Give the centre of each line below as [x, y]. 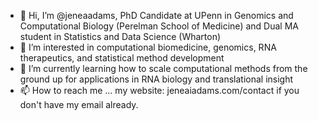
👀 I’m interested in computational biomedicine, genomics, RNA [148, 47]
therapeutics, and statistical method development [122, 58]
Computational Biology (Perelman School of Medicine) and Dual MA [159, 26]
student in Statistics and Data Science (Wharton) [120, 36]
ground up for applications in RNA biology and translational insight [156, 79]
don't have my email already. [79, 104]
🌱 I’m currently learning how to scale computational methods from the [163, 68]
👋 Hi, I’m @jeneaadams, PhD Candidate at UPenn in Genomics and [156, 15]
